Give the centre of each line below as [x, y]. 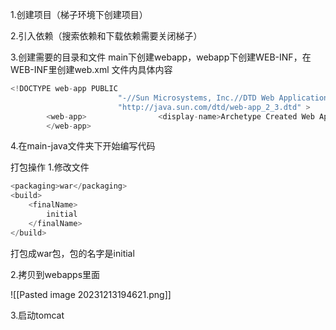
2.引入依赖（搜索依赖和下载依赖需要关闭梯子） [106, 36]
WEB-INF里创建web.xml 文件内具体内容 [91, 69]
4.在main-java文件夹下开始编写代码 [83, 146]
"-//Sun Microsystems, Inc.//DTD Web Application [223, 98]
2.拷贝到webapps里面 [55, 274]
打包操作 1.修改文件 [50, 167]
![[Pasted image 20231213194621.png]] [91, 294]
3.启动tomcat [37, 315]
